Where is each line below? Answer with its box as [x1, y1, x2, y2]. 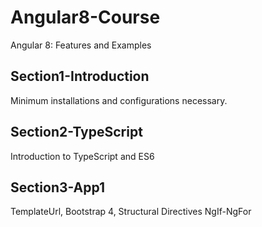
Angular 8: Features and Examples [10, 39, 152, 51]
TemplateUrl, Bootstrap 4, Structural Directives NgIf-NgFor [10, 206, 252, 218]
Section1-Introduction [10, 68, 150, 85]
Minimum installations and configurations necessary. [10, 94, 228, 106]
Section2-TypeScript [10, 124, 143, 141]
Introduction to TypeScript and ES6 [10, 150, 155, 162]
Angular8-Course [10, 6, 161, 29]
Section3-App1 [10, 179, 106, 196]
